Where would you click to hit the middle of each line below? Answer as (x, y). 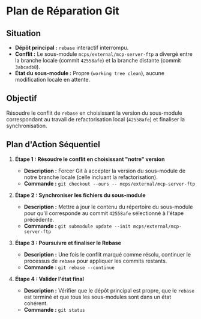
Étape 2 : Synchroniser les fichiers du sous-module (80, 195)
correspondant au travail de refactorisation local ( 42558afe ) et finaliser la (95, 119)
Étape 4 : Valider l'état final (49, 279)
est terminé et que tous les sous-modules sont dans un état (97, 297)
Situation (23, 33)
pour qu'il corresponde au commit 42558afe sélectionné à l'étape (104, 213)
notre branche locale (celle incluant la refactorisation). (91, 177)
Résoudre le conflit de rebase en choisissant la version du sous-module (94, 113)
